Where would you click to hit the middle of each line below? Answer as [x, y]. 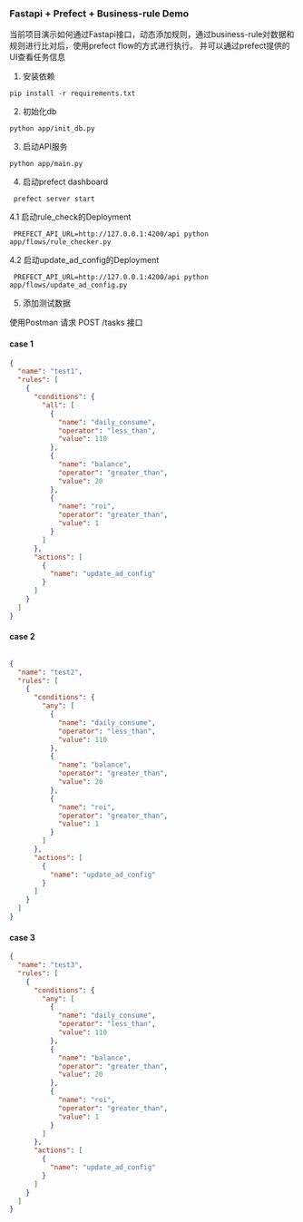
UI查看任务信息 [38, 57]
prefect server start [54, 199]
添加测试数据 [46, 303]
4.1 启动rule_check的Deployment [70, 217]
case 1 [22, 344]
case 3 [23, 937]
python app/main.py [46, 164]
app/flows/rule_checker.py [60, 242]
